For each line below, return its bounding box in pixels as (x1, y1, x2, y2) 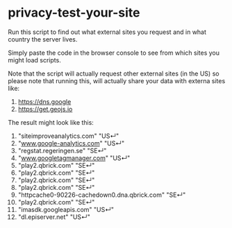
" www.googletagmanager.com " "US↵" (17, 154, 131, 162)
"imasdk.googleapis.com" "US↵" (17, 205, 114, 213)
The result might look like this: (8, 118, 94, 126)
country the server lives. (8, 35, 78, 43)
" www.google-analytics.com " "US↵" (17, 139, 124, 147)
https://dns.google (17, 97, 72, 105)
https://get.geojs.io (17, 105, 73, 113)
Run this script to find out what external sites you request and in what (8, 28, 207, 36)
